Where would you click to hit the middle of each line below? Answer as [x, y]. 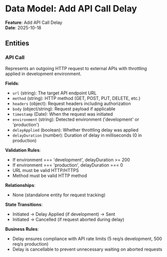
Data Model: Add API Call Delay [71, 9]
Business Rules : [22, 229]
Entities [17, 43]
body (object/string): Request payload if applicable [64, 109]
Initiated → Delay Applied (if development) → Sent [64, 214]
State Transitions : [24, 204]
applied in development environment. [43, 74]
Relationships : [20, 185]
